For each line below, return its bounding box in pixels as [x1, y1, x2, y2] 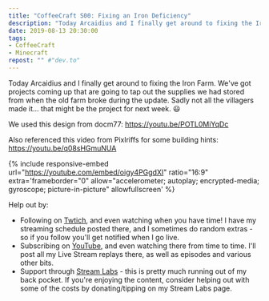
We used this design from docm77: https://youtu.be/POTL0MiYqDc [8, 119, 229, 129]
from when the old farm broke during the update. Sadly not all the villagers [8, 95, 255, 105]
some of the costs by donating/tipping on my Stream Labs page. [19, 283, 232, 293]
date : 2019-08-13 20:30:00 [8, 26, 98, 34]
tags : [8, 34, 26, 42]
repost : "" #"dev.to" [8, 57, 81, 65]
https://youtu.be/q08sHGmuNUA [8, 143, 117, 153]
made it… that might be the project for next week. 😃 [8, 103, 181, 113]
